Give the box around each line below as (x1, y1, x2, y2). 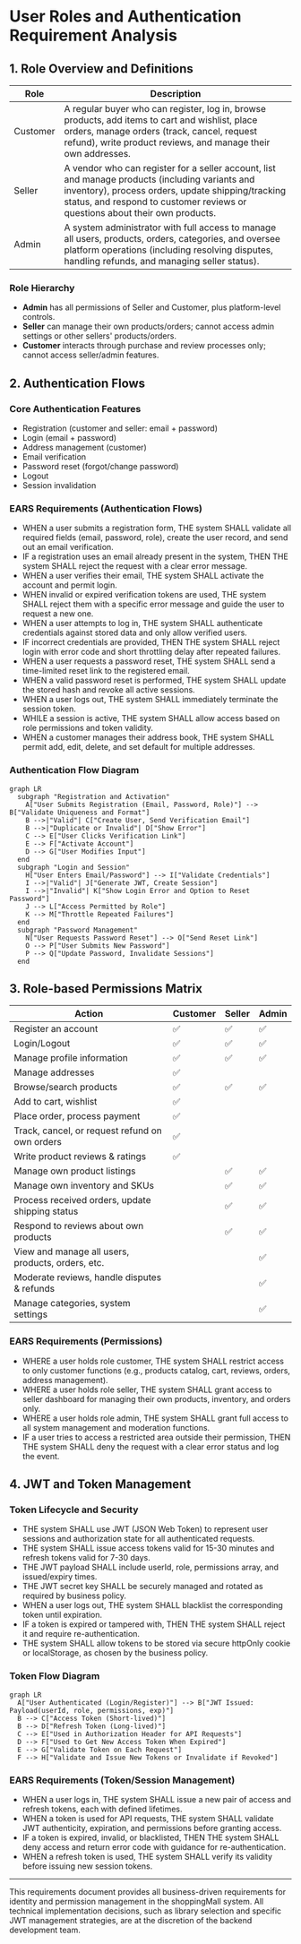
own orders (13, 1136, 63, 1148)
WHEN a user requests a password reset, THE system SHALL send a (21, 656, 276, 667)
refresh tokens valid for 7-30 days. (21, 1553, 150, 1563)
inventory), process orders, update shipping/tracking (64, 185, 287, 196)
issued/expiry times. (21, 1571, 98, 1582)
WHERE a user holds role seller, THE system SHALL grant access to (21, 1384, 272, 1395)
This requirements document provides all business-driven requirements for (9, 1886, 287, 1897)
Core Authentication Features (9, 402, 142, 415)
